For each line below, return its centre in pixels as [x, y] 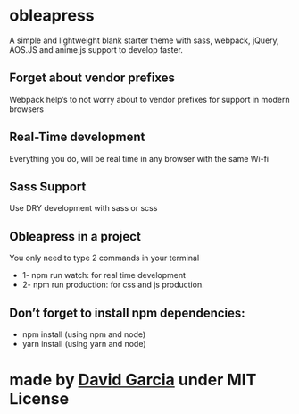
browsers [27, 109]
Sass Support [48, 186]
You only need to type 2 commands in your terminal [104, 258]
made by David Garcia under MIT [133, 380]
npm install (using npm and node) [84, 334]
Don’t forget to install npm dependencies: [127, 313]
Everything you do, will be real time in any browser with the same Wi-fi [139, 158]
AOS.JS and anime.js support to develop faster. [96, 49]
